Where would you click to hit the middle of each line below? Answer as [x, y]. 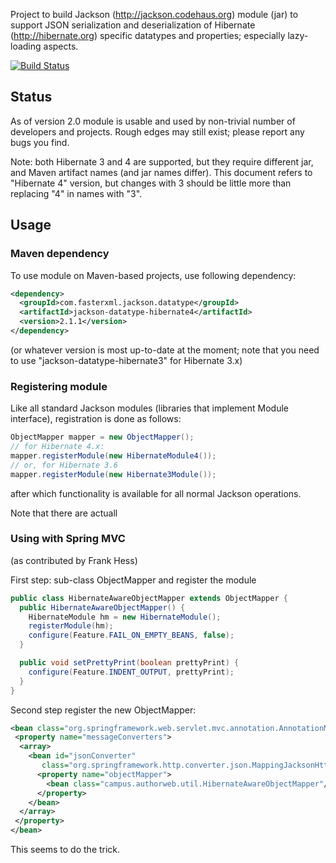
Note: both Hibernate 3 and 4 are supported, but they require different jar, [162, 161]
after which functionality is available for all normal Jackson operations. [156, 493]
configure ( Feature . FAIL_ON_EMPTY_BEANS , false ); [131, 635]
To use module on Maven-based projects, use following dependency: [153, 275]
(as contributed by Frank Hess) [74, 560]
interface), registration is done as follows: [96, 419]
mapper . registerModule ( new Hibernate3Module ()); [113, 474]
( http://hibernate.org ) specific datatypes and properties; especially [148, 35]
